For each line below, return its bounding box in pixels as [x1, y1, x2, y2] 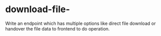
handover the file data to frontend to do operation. [5, 25, 110, 31]
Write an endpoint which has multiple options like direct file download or [5, 20, 156, 26]
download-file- [5, 4, 70, 15]
